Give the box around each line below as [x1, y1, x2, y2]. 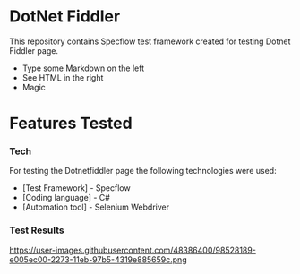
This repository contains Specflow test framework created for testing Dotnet [9, 36, 291, 47]
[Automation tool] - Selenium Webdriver [21, 201, 170, 212]
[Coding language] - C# [21, 193, 110, 203]
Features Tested [9, 114, 133, 133]
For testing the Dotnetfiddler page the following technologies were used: [9, 166, 277, 176]
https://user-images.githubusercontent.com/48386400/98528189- [9, 244, 257, 255]
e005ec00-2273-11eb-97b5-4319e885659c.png [9, 253, 187, 265]
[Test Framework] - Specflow [21, 183, 132, 193]
